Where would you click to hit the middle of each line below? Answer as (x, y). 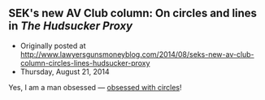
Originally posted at (53, 46)
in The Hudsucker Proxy (70, 26)
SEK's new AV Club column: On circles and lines (133, 13)
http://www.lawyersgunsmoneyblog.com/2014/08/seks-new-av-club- (137, 54)
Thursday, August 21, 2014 (65, 72)
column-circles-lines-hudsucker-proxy (85, 63)
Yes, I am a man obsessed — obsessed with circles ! (95, 87)
